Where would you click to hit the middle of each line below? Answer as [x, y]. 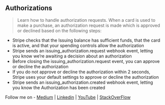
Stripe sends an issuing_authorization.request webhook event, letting [82, 51]
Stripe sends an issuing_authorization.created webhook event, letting [82, 82]
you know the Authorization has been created [59, 87]
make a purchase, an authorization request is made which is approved [89, 25]
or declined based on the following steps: [59, 30]
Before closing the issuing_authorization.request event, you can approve [86, 61]
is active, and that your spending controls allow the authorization [78, 45]
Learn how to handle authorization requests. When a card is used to [86, 20]
